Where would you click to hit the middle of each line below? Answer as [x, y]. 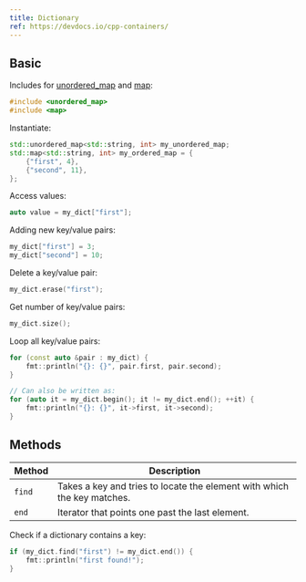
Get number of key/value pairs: [67, 307]
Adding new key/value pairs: [63, 230]
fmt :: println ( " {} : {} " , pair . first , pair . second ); [124, 366]
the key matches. [94, 497]
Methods [36, 445]
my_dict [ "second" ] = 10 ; [56, 255]
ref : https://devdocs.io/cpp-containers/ [89, 26]
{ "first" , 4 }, [52, 161]
